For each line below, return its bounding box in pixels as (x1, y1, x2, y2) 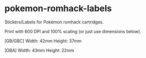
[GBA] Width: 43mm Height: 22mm (4, 47, 75, 53)
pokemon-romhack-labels (4, 3, 112, 14)
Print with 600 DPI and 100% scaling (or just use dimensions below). (4, 28, 142, 34)
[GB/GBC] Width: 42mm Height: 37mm (4, 38, 82, 44)
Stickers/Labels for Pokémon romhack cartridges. (4, 19, 104, 25)
